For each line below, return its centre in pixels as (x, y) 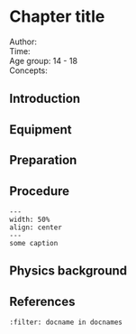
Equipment (41, 130)
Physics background (68, 271)
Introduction (45, 99)
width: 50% (30, 219)
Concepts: (28, 70)
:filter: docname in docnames (66, 322)
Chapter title (57, 17)
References (42, 301)
